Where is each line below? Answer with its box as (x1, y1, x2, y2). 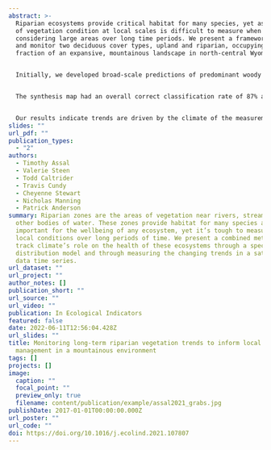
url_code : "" (8, 421, 52, 430)
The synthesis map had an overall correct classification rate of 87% (15, 93, 258, 101)
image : (8, 369, 31, 377)
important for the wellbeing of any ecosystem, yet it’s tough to (15, 227, 244, 235)
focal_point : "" (15, 384, 70, 392)
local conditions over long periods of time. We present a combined (15, 234, 251, 242)
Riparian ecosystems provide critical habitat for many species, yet (15, 19, 254, 27)
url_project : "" (8, 272, 63, 280)
